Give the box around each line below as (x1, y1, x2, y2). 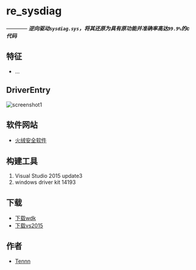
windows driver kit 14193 (14, 178, 76, 186)
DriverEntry (6, 85, 51, 95)
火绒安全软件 (14, 136, 47, 144)
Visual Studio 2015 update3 (14, 172, 82, 180)
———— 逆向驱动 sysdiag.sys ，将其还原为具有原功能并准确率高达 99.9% (6, 25, 182, 32)
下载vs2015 (14, 222, 44, 229)
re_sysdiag (6, 4, 62, 18)
